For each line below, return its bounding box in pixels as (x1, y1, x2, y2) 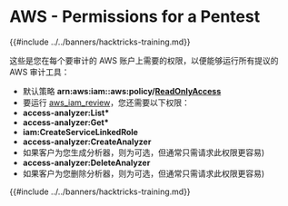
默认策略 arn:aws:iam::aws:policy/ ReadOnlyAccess (22, 85, 222, 96)
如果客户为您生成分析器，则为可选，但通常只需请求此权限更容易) (22, 147, 265, 158)
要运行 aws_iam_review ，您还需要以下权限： (22, 97, 191, 108)
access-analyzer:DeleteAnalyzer (22, 157, 151, 168)
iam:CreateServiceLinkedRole (22, 126, 139, 137)
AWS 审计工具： (9, 66, 70, 77)
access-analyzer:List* (22, 107, 110, 118)
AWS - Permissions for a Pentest (9, 6, 261, 27)
